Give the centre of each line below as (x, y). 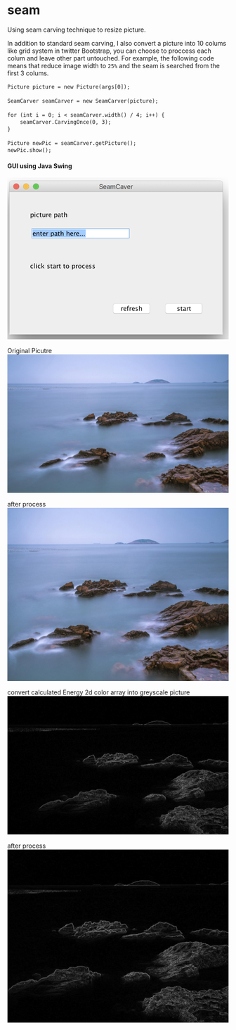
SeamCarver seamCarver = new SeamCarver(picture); (83, 101)
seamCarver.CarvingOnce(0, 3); (66, 122)
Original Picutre (30, 351)
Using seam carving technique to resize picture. (77, 30)
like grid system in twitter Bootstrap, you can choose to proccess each (110, 51)
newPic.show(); (29, 150)
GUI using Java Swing (40, 166)
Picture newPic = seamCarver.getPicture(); (72, 143)
